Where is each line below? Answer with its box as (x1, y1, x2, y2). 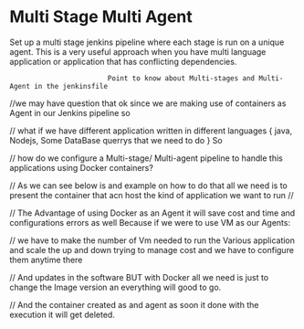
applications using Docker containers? (9, 162, 153, 173)
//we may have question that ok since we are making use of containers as (9, 98, 287, 109)
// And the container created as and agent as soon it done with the (9, 299, 259, 310)
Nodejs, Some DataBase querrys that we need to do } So (9, 134, 223, 145)
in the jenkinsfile (33, 81, 108, 90)
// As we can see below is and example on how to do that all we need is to (9, 180, 288, 191)
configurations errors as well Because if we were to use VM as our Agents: (9, 217, 290, 228)
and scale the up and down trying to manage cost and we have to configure (9, 244, 295, 255)
